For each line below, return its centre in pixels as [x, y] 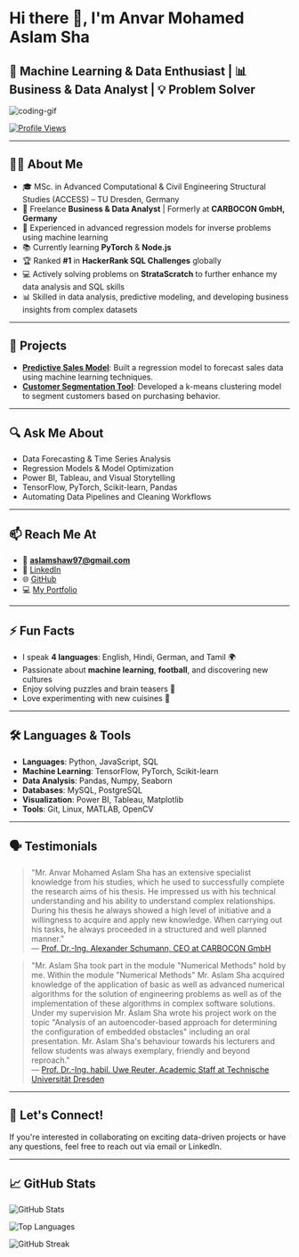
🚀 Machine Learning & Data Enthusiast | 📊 [128, 71]
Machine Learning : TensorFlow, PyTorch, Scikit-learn [120, 771]
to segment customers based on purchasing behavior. [121, 396]
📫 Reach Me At [53, 534]
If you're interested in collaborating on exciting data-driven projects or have [148, 1137]
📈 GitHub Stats [53, 1184]
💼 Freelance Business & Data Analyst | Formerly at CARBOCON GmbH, [153, 208]
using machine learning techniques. [88, 377]
